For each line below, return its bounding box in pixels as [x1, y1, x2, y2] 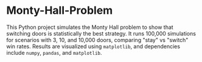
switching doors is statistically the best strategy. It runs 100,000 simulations [6, 29, 197, 37]
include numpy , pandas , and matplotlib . [6, 49, 102, 56]
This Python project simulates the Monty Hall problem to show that [6, 23, 173, 31]
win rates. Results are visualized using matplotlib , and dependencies [6, 43, 181, 50]
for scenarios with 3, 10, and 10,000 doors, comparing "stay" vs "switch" [6, 36, 189, 43]
